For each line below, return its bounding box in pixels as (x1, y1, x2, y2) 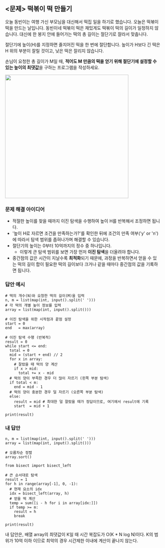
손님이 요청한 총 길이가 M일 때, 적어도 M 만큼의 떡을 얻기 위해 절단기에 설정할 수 (5, 58, 157, 64)
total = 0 (9, 348, 30, 353)
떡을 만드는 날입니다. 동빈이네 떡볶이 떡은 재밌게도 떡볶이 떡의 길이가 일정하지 (5, 25, 154, 31)
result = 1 (5, 477, 28, 482)
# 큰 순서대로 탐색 (5, 472, 38, 478)
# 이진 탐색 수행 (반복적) (5, 335, 51, 340)
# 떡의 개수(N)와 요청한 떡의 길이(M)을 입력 (5, 294, 85, 298)
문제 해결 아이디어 (5, 206, 45, 212)
